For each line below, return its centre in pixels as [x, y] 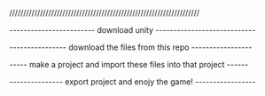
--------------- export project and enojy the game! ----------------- [132, 82]
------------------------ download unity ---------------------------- [132, 30]
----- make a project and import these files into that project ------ [129, 64]
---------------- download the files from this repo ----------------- [131, 47]
